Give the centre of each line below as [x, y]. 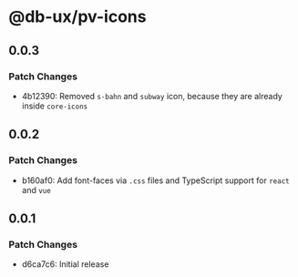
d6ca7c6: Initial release [65, 264]
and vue [36, 190]
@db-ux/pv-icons [77, 17]
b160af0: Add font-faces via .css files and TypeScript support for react [155, 180]
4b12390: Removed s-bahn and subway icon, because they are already [152, 96]
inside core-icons [55, 106]
